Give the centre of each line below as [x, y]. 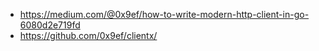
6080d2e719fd [50, 25]
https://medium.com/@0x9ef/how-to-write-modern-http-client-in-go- [164, 14]
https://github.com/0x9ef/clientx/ [88, 35]
